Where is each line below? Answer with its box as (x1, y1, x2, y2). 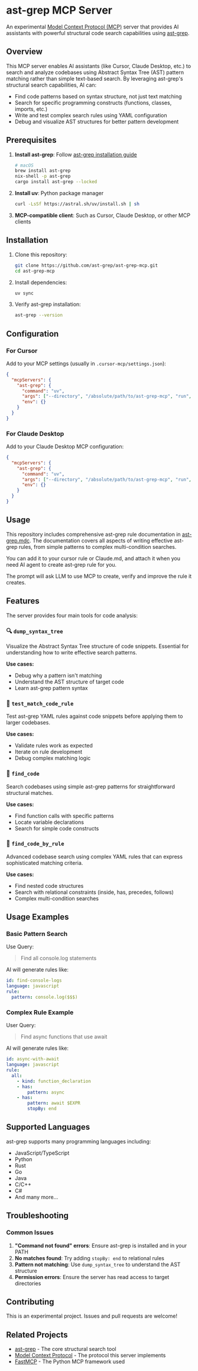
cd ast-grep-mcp (14, 268, 55, 274)
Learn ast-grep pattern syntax (14, 684, 88, 691)
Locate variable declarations (14, 819, 85, 826)
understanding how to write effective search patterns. (6, 648, 138, 656)
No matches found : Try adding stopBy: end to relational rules (14, 1254, 164, 1261)
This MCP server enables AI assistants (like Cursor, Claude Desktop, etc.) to (6, 62, 191, 69)
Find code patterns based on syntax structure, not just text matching (14, 92, 182, 100)
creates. (6, 579, 27, 586)
